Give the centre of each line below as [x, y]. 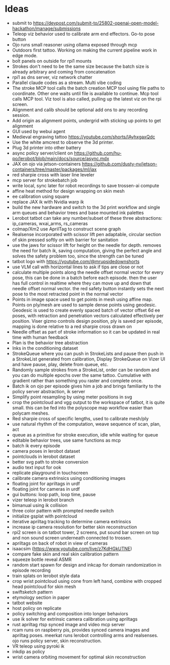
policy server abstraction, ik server [49, 391]
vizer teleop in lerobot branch [43, 500]
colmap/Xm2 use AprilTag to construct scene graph [66, 229]
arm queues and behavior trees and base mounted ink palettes [78, 213]
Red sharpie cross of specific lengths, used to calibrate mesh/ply [80, 418]
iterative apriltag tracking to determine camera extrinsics [72, 521]
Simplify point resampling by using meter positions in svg [72, 397]
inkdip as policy [29, 651]
